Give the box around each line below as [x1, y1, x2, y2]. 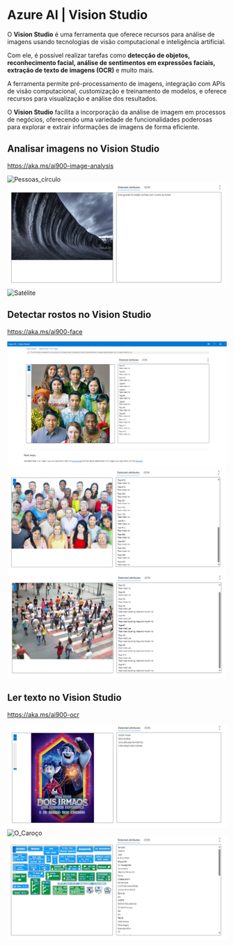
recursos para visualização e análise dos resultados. [7, 94, 158, 103]
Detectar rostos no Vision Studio [7, 309, 152, 321]
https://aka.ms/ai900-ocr [7, 710, 80, 719]
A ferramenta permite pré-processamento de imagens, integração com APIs [7, 79, 226, 87]
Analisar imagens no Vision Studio [7, 143, 160, 155]
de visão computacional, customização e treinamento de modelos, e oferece [7, 87, 227, 95]
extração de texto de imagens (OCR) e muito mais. [7, 66, 155, 74]
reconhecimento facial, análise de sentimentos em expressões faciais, [7, 58, 216, 66]
